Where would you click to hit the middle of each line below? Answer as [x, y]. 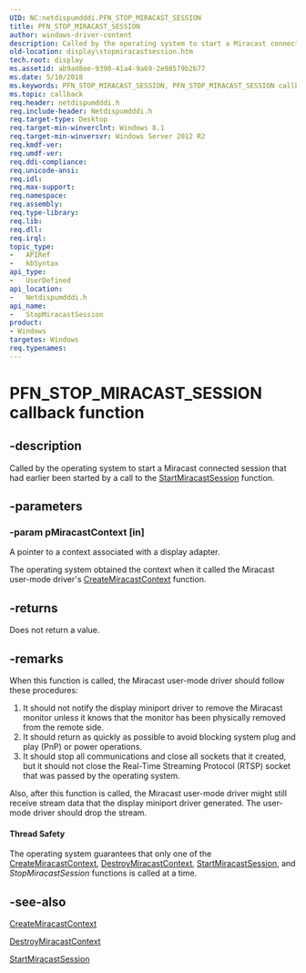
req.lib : [26, 221]
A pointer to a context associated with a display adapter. [115, 552]
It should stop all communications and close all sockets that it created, [154, 756]
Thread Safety [37, 834]
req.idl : [26, 179]
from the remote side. [63, 727]
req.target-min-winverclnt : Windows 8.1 [87, 128]
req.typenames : [38, 348]
